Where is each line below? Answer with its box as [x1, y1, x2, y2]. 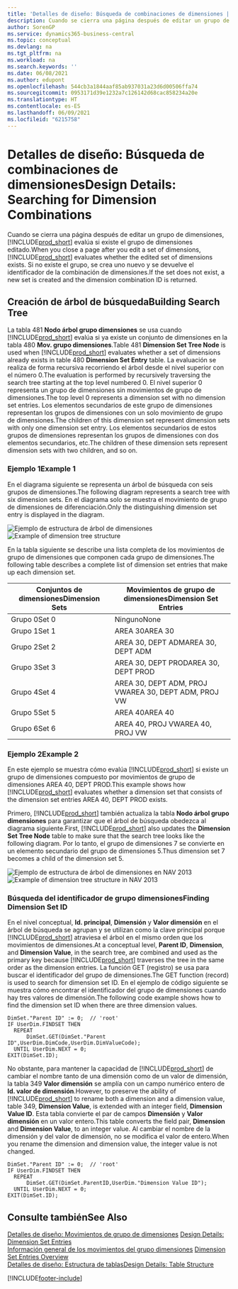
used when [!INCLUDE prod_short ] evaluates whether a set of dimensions [7, 348, 221, 357]
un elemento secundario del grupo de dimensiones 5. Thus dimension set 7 [7, 847, 225, 855]
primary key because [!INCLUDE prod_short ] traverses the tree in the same [7, 956, 225, 964]
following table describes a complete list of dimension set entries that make [7, 560, 228, 569]
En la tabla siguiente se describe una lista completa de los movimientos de [7, 545, 225, 554]
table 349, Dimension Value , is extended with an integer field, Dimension [7, 1102, 223, 1110]
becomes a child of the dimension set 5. [7, 854, 124, 862]
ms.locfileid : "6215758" [7, 116, 81, 123]
